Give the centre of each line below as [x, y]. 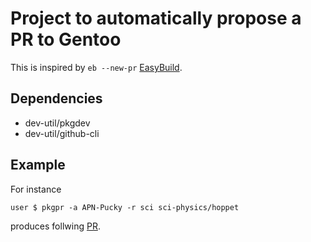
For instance [36, 189]
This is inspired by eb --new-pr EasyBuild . [96, 67]
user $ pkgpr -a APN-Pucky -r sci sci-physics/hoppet [125, 207]
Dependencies [56, 98]
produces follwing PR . [55, 226]
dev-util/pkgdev [57, 123]
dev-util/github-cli [62, 133]
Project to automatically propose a [156, 18]
